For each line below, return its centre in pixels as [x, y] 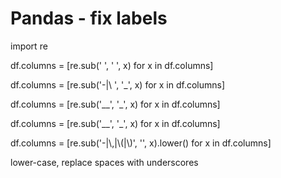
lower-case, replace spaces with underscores [104, 162]
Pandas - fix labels [89, 18]
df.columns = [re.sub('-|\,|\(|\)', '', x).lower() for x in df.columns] [141, 143]
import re [29, 46]
